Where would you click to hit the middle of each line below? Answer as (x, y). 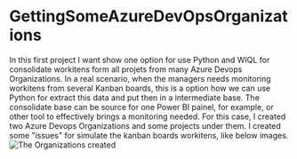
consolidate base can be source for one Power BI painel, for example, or (141, 107)
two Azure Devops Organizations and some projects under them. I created (145, 125)
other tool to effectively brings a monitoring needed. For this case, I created (148, 116)
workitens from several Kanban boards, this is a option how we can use (140, 88)
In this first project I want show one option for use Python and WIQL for (140, 60)
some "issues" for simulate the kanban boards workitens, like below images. (149, 135)
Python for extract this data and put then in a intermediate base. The (135, 97)
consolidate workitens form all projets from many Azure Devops (126, 69)
